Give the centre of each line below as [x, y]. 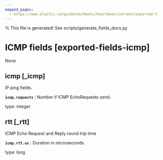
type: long [15, 152]
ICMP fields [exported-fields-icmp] [77, 47]
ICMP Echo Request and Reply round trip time [51, 133]
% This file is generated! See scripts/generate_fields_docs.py [66, 28]
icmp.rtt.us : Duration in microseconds [44, 143]
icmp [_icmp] [25, 76]
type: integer [18, 107]
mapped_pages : [19, 9]
